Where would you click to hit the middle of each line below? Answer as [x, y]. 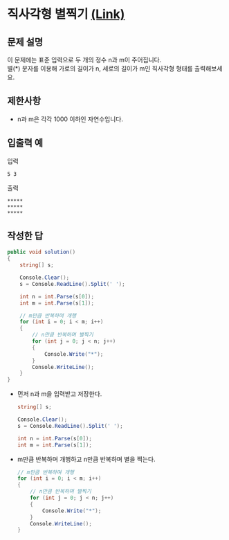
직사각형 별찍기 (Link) [66, 14]
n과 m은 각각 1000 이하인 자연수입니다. [70, 119]
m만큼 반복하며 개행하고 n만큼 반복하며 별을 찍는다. [86, 459]
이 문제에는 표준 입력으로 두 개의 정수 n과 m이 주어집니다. [84, 60]
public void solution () [42, 252]
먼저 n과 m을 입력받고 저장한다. [59, 394]
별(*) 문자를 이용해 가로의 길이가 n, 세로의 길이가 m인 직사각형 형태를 [100, 69]
